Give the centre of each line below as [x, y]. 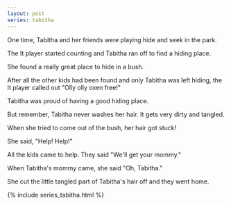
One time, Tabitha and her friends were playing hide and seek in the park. [112, 39]
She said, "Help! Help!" [40, 141]
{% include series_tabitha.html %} [56, 195]
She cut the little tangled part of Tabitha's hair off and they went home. [108, 181]
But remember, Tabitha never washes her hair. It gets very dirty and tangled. [116, 114]
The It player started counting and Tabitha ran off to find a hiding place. [109, 53]
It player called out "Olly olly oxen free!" [64, 87]
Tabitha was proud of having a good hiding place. [78, 100]
